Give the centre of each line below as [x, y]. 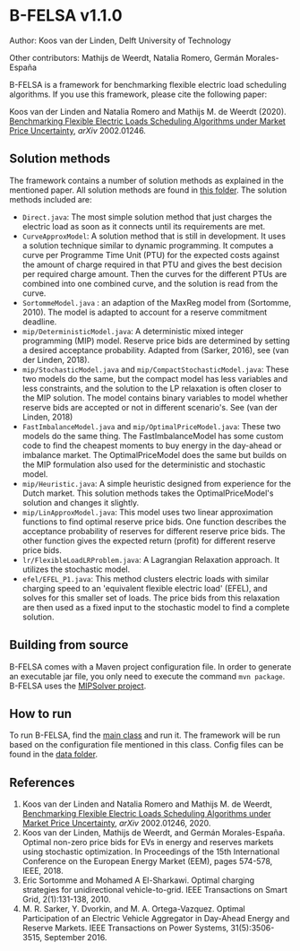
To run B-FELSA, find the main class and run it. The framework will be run [145, 735]
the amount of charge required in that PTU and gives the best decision [152, 264]
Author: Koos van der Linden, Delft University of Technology [120, 40]
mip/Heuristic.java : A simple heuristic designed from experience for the [156, 483]
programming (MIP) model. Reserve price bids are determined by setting [156, 341]
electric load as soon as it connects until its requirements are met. [144, 226]
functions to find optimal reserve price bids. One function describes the [154, 522]
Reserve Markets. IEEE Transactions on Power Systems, [125, 928]
